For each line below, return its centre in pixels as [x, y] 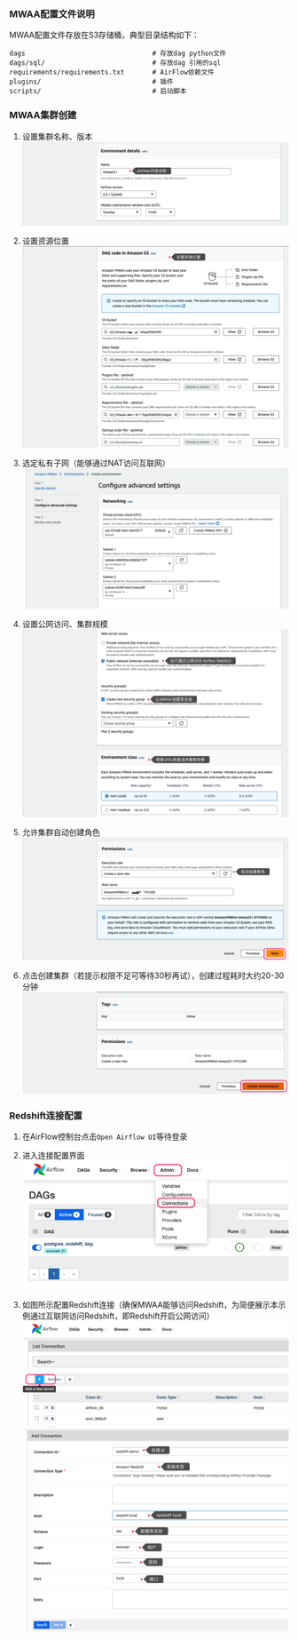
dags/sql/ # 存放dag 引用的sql [115, 63]
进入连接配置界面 [53, 1156]
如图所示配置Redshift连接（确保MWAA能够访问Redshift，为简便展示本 [150, 1304]
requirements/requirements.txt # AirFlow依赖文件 [112, 73]
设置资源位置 [45, 241]
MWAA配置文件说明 [52, 13]
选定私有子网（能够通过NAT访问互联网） [96, 463]
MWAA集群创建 [43, 115]
